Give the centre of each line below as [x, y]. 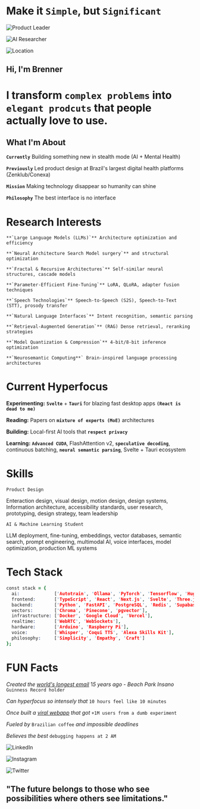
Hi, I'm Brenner [35, 70]
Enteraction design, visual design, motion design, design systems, [87, 501]
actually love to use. [57, 120]
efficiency [20, 243]
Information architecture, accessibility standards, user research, [85, 507]
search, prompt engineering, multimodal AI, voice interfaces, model [89, 542]
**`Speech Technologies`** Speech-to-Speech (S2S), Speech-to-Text [92, 301]
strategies [20, 332]
